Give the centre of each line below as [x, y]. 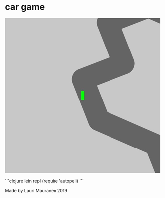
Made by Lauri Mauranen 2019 [36, 190]
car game [25, 7]
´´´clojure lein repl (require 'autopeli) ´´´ [45, 181]
